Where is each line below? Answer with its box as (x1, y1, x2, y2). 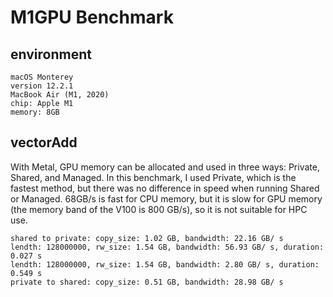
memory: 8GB (10, 107, 60, 117)
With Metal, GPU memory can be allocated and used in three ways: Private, (10, 161, 320, 173)
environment (10, 46, 92, 63)
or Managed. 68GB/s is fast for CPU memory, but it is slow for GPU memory (10, 192, 323, 205)
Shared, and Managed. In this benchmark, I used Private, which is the (10, 171, 297, 183)
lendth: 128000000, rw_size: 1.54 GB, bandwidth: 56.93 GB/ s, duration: (10, 242, 325, 252)
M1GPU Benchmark (10, 6, 174, 29)
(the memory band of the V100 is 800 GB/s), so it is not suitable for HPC (10, 203, 308, 215)
